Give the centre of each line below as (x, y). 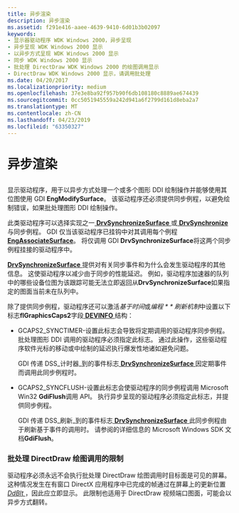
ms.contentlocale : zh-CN (44, 113)
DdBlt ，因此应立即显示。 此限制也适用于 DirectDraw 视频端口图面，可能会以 (119, 493)
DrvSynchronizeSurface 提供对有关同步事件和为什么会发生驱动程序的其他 (117, 265)
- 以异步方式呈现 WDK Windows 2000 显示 (63, 54)
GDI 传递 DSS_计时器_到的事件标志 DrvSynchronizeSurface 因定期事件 (122, 363)
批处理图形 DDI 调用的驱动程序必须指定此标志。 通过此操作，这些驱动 (119, 340)
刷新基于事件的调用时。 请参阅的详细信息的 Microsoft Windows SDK (124, 430)
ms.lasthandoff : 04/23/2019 (49, 120)
